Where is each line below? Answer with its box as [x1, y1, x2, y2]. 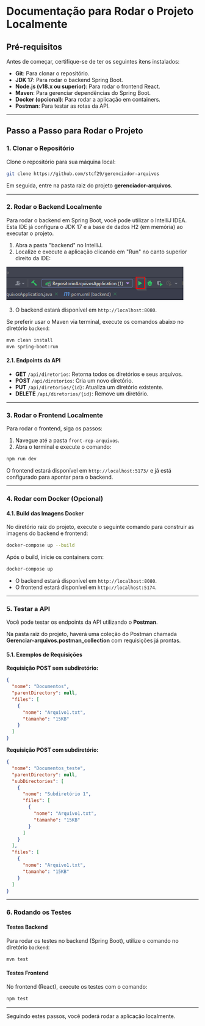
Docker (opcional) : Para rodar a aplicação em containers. [15, 96, 160, 103]
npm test [6, 995, 29, 1002]
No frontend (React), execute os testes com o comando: [6, 983, 148, 990]
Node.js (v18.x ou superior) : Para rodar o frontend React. [15, 83, 160, 90]
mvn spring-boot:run [6, 343, 59, 350]
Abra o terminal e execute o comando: [15, 443, 112, 451]
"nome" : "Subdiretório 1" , [22, 791, 92, 797]
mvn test [6, 956, 29, 962]
